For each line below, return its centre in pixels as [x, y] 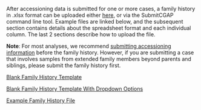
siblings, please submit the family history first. [64, 65]
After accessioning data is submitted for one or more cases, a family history [101, 9]
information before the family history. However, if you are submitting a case [100, 53]
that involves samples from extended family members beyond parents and [99, 59]
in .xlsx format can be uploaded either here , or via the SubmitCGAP [90, 15]
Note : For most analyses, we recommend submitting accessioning [89, 46]
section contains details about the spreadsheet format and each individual [99, 28]
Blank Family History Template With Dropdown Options [75, 89]
